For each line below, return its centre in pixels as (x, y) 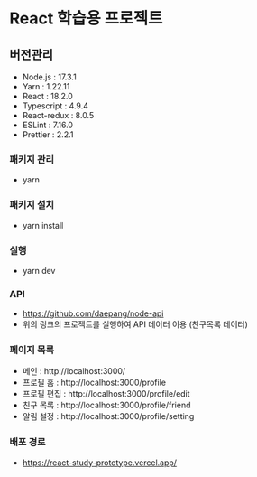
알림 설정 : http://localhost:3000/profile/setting (108, 416)
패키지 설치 (32, 205)
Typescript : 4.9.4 (55, 106)
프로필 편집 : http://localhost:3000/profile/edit (106, 394)
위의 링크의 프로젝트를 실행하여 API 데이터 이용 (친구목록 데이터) (135, 324)
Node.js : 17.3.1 (49, 77)
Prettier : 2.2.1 (48, 135)
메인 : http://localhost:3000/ (74, 371)
